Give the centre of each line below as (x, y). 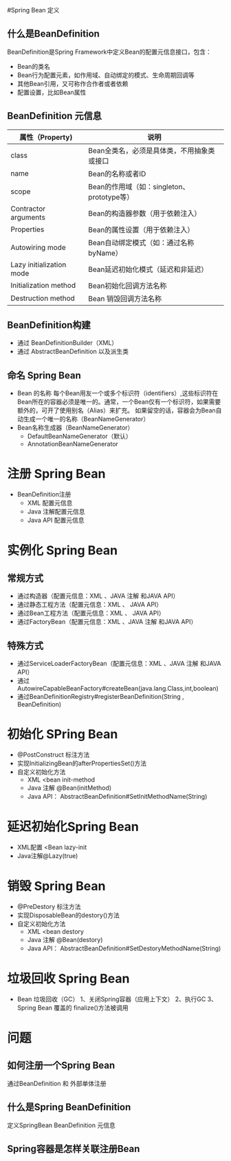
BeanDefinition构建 (49, 325)
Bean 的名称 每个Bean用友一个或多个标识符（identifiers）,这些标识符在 (118, 393)
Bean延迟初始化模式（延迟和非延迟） (148, 269)
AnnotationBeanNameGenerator (73, 444)
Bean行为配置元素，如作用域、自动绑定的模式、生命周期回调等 (106, 75)
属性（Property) (46, 137)
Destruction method (43, 298)
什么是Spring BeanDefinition (69, 1107)
